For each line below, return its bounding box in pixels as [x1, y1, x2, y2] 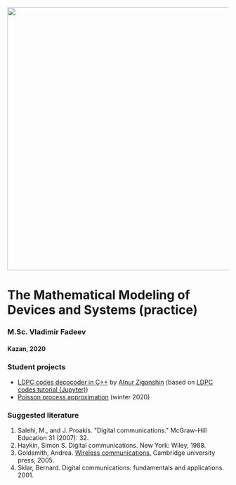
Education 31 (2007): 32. [17, 434, 89, 442]
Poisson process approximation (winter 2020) [17, 393, 150, 401]
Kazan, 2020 [7, 344, 46, 353]
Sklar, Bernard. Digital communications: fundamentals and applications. [17, 463, 225, 472]
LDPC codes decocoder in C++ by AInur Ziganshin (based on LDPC [17, 378, 214, 386]
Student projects [7, 361, 66, 371]
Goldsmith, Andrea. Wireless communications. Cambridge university [17, 449, 216, 457]
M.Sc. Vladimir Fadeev [7, 327, 86, 337]
